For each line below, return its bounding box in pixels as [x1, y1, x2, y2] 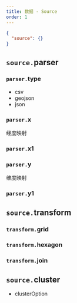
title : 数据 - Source [6, 8, 58, 15]
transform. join [6, 257, 48, 265]
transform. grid [6, 225, 49, 233]
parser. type [6, 75, 41, 83]
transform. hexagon [6, 241, 63, 249]
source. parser [6, 57, 59, 68]
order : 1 [6, 14, 28, 20]
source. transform [6, 207, 72, 217]
